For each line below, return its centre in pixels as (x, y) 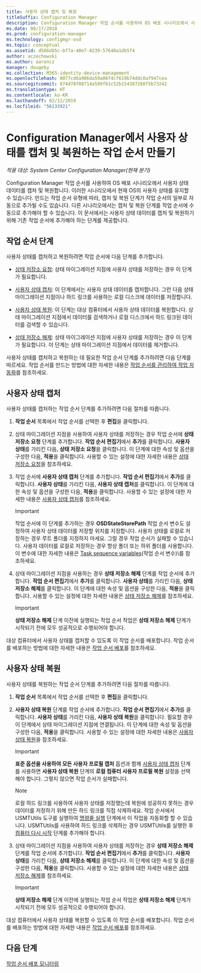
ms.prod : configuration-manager (46, 34)
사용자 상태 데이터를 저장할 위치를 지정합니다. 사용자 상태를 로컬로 (107, 531)
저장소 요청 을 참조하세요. (44, 464)
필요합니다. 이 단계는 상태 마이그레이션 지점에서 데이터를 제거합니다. (100, 345)
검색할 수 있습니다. (48, 325)
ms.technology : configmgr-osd (44, 39)
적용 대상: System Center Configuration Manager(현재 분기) (78, 170)
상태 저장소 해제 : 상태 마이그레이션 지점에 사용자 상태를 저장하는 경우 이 (98, 337)
